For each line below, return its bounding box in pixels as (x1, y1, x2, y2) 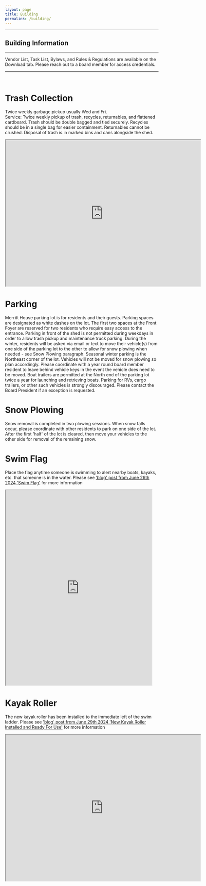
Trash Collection (5, 93, 73, 104)
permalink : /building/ (5, 16, 51, 21)
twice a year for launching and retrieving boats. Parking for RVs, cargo (5, 377, 146, 383)
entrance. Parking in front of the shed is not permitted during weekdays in (5, 330, 153, 336)
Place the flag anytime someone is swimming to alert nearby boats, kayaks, (5, 469, 157, 475)
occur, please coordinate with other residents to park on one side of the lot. (5, 426, 157, 432)
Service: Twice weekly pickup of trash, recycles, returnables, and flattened (5, 114, 155, 120)
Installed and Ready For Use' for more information (5, 724, 105, 730)
